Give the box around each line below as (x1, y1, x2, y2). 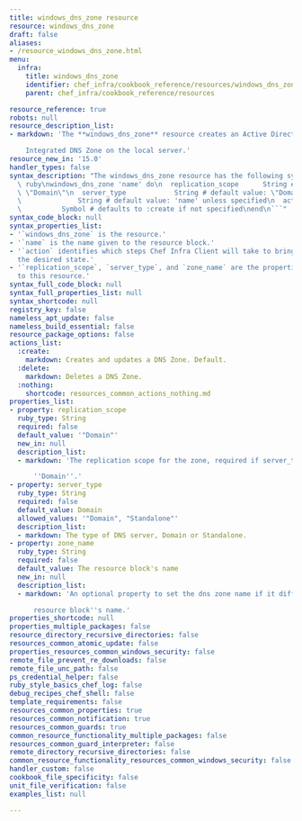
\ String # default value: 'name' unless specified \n (17, 196, 276, 205)
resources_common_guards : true (9, 722, 127, 732)
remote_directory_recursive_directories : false (9, 748, 191, 757)
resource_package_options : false (9, 330, 135, 339)
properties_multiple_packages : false (9, 622, 151, 631)
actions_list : (9, 338, 63, 347)
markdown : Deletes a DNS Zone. (25, 372, 143, 381)
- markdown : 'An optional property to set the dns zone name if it (17, 589, 276, 599)
